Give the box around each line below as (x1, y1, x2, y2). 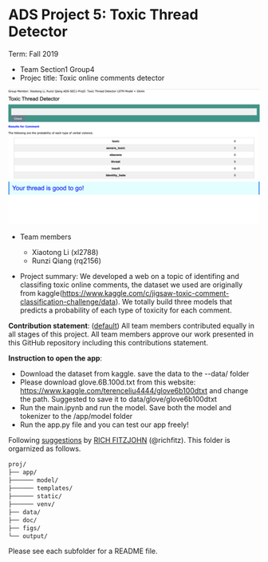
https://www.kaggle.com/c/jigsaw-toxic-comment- (62, 288, 230, 297)
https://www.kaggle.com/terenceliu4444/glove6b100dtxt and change (19, 385, 249, 395)
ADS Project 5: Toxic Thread (8, 6, 199, 24)
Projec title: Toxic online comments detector (19, 73, 165, 82)
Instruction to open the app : (8, 353, 102, 363)
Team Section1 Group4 (19, 64, 95, 74)
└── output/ (8, 532, 48, 540)
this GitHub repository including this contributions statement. (8, 337, 209, 347)
